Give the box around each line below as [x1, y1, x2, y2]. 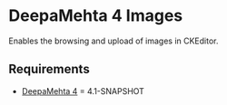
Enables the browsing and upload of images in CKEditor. [8, 35, 219, 46]
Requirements [8, 62, 90, 77]
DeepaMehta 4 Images [8, 5, 183, 26]
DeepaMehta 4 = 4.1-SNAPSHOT [21, 85, 144, 96]
